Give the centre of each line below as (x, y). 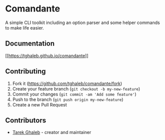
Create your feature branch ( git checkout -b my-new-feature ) (76, 88)
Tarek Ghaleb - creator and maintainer (52, 132)
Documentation (30, 44)
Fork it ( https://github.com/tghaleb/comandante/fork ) (67, 83)
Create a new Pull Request (40, 104)
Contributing (25, 71)
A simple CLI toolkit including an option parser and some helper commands (82, 22)
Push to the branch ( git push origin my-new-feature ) (68, 99)
